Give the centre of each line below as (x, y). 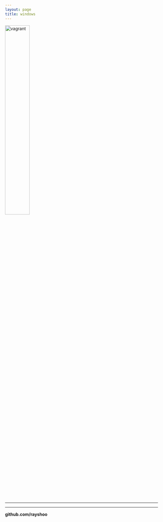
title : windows (20, 14)
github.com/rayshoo (26, 514)
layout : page (18, 9)
